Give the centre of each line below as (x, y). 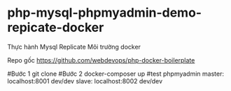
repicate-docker (56, 27)
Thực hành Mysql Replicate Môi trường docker (74, 47)
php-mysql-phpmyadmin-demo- (104, 13)
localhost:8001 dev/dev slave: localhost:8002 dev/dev (85, 81)
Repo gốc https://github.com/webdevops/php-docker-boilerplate (101, 60)
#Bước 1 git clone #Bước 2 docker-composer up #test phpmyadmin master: (115, 74)
